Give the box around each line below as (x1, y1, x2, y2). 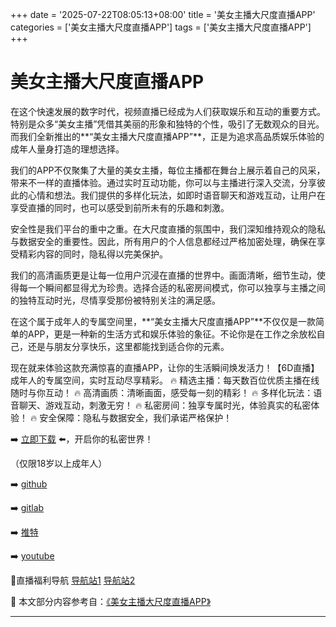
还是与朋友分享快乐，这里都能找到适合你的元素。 (27, 340, 230, 352)
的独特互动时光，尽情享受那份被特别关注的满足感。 (10, 294, 221, 306)
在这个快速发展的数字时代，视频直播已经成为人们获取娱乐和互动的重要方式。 (10, 105, 326, 117)
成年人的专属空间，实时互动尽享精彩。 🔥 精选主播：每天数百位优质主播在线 (10, 374, 320, 386)
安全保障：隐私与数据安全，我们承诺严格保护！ (39, 411, 233, 423)
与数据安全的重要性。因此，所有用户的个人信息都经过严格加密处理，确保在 (10, 235, 317, 247)
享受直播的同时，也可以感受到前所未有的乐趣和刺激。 (10, 201, 230, 213)
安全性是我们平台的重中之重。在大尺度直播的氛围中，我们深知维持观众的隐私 (10, 223, 326, 235)
